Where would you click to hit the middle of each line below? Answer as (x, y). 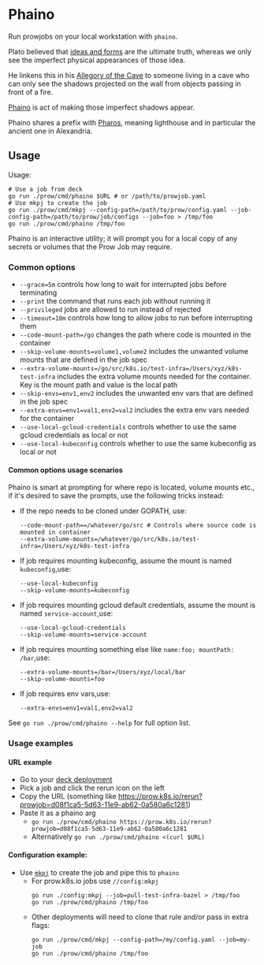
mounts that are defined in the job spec (84, 360)
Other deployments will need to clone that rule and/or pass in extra (140, 917)
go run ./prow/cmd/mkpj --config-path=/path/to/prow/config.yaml (117, 210)
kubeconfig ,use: (45, 569)
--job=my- (234, 940)
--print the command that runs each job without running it (115, 301)
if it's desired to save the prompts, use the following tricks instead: (116, 496)
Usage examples (41, 743)
